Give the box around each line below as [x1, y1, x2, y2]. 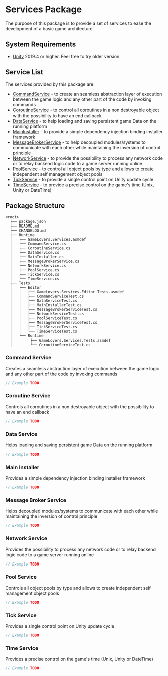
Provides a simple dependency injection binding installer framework [5, 475, 145, 481]
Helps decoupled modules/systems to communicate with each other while [5, 508, 158, 514]
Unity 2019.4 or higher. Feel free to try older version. [12, 53, 121, 59]
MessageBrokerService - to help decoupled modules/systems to [12, 139, 146, 145]
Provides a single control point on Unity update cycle [5, 623, 114, 629]
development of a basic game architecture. [5, 25, 94, 31]
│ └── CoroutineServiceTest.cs [10, 343, 91, 348]
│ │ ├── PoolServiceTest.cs [10, 316, 78, 321]
